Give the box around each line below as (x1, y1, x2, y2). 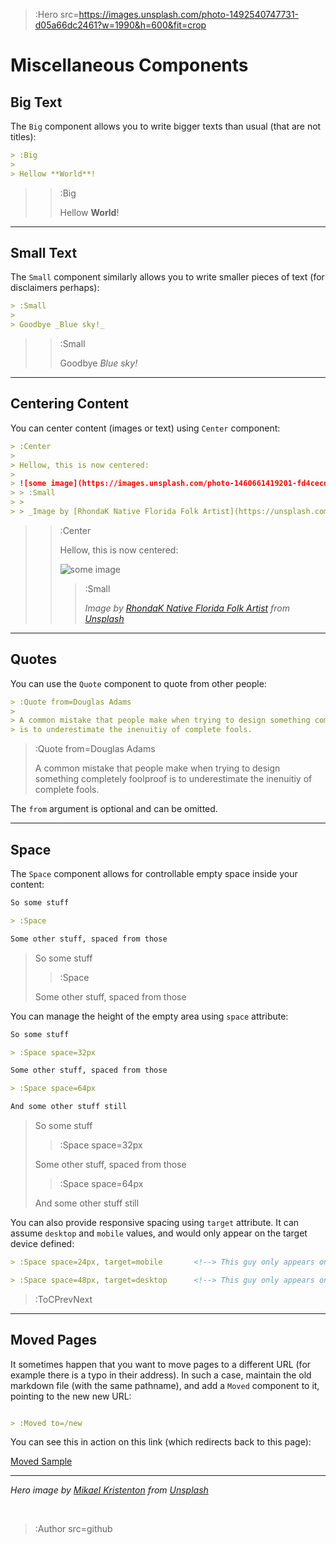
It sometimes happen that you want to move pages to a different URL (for (10, 1358, 312, 1370)
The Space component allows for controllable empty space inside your (10, 868, 298, 879)
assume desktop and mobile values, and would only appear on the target (10, 1227, 308, 1239)
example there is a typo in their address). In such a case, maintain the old (10, 1369, 312, 1381)
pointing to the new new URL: (10, 1390, 132, 1402)
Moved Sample (10, 1455, 73, 1468)
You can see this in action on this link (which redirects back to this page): (10, 1436, 312, 1448)
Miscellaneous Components (10, 54, 249, 77)
